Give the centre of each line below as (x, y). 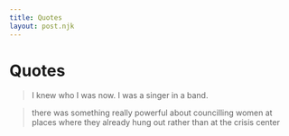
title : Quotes (36, 18)
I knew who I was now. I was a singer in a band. (120, 95)
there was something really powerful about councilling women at (152, 113)
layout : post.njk (42, 26)
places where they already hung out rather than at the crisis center (155, 122)
